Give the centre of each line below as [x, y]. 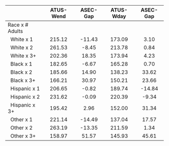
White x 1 [22, 39]
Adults [15, 31]
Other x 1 [21, 119]
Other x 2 [21, 128]
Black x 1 [21, 64]
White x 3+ [23, 56]
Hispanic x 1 [25, 89]
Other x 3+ [23, 136]
